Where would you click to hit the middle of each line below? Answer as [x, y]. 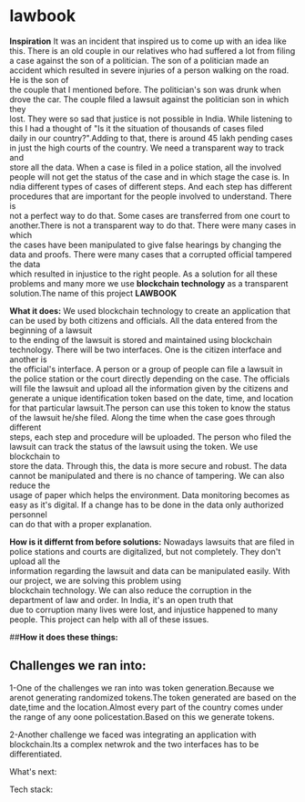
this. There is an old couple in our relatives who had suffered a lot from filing [152, 50]
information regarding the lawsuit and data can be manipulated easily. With [150, 570]
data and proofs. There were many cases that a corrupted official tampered [151, 254]
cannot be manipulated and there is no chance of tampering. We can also [147, 475]
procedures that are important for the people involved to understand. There [151, 196]
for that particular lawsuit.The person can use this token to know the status [150, 408]
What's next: [33, 771]
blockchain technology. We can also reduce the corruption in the [131, 590]
